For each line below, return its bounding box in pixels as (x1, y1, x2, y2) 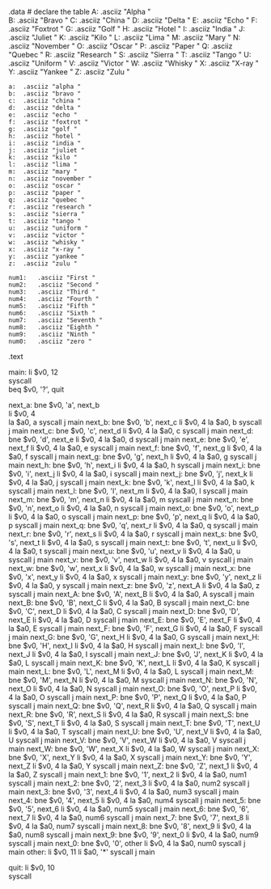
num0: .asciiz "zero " (8, 337, 92, 345)
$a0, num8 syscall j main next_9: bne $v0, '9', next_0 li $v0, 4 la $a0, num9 (8, 830, 259, 840)
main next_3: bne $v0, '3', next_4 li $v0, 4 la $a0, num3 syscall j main (8, 787, 239, 796)
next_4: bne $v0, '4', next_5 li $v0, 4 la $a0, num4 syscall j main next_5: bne (8, 796, 261, 805)
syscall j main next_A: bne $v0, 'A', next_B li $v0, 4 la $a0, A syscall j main (8, 590, 255, 599)
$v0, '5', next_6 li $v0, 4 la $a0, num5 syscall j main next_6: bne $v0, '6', (8, 804, 249, 814)
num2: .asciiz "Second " (8, 281, 100, 289)
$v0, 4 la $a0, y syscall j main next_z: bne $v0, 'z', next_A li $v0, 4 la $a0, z (8, 581, 260, 590)
